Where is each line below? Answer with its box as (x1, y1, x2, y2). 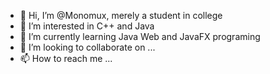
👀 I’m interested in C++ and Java (19, 20, 155, 32)
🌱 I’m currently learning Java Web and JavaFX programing (19, 31, 261, 42)
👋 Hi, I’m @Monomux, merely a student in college (19, 10, 223, 21)
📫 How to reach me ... (19, 53, 113, 64)
